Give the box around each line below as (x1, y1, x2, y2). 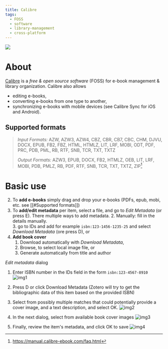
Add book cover (12, 234, 46, 240)
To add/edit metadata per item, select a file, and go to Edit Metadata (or (12, 208, 162, 214)
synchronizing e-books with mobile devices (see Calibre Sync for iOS (12, 103, 156, 109)
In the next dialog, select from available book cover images (12, 314, 134, 320)
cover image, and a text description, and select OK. (12, 305, 118, 311)
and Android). (12, 108, 41, 115)
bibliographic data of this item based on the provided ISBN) (12, 290, 135, 296)
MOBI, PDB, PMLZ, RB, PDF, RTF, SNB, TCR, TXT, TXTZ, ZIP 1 (17, 162, 142, 169)
